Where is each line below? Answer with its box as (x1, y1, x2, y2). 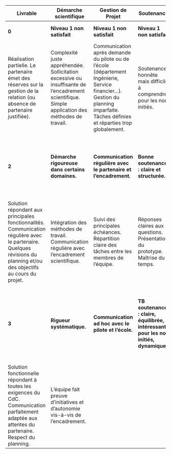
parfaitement (8, 408, 39, 415)
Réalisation (8, 56, 34, 62)
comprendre (138, 90, 167, 98)
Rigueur (50, 317, 70, 324)
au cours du (8, 270, 37, 277)
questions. (138, 229, 163, 236)
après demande (93, 49, 131, 56)
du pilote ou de (93, 56, 129, 62)
